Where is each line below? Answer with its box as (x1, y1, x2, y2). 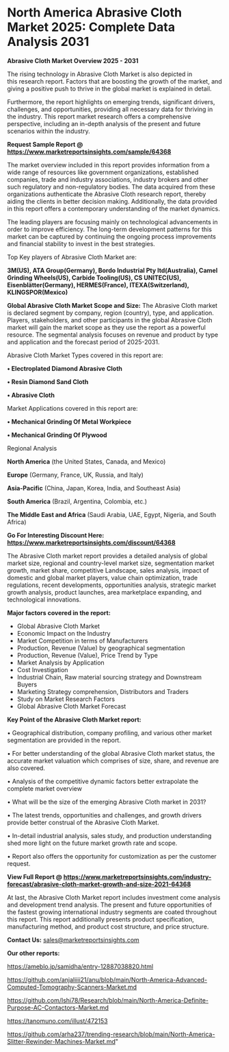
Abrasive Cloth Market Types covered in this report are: (7, 351, 163, 359)
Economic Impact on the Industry (16, 629, 111, 637)
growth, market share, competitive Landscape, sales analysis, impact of (7, 566, 210, 574)
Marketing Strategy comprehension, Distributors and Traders (16, 687, 189, 695)
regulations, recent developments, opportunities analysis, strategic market (7, 581, 217, 589)
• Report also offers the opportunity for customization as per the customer (7, 852, 217, 860)
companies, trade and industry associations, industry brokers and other (7, 175, 208, 183)
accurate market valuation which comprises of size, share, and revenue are (7, 756, 219, 765)
